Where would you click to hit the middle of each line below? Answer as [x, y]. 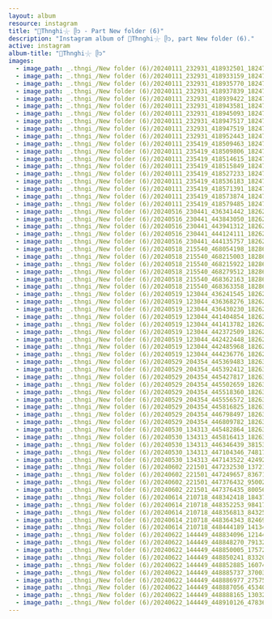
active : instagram [39, 46]
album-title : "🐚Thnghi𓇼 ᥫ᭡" [57, 53]
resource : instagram [43, 23]
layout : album [32, 16]
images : [21, 61]
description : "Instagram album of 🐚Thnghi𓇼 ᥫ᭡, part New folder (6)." [132, 38]
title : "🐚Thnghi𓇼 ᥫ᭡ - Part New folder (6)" [86, 31]
